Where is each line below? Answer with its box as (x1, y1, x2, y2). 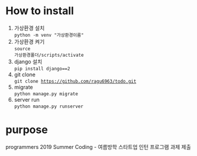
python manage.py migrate (14, 90, 78, 97)
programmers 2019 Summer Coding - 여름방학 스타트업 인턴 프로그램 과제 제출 (5, 143, 192, 150)
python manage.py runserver (14, 103, 83, 109)
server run (14, 96, 40, 103)
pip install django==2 (14, 66, 70, 71)
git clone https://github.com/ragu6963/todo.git (14, 78, 137, 84)
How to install (5, 4, 75, 18)
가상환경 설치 (14, 24, 45, 31)
